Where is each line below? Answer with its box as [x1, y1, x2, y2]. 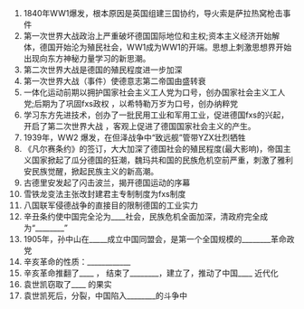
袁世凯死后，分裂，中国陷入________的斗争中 [23, 290, 188, 301]
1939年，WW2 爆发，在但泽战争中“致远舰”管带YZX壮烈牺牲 [23, 132, 247, 143]
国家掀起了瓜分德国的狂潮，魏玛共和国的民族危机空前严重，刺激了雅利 [31, 154, 293, 165]
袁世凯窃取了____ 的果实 [23, 279, 112, 289]
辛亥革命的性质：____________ [23, 257, 131, 267]
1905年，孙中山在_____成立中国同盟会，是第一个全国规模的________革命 [23, 234, 288, 244]
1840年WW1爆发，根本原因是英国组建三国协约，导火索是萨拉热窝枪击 [23, 8, 283, 18]
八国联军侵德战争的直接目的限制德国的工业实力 [23, 200, 198, 211]
